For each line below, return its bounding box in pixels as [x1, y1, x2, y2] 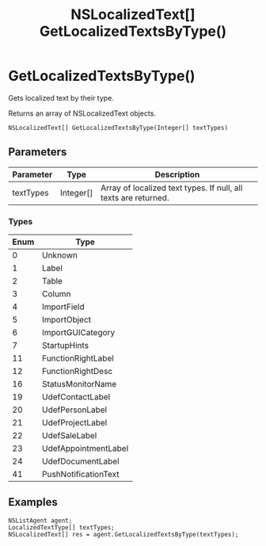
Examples [8, 495, 58, 509]
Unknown [42, 250, 78, 261]
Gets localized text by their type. [8, 93, 115, 102]
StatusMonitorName [42, 379, 117, 390]
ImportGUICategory [42, 327, 116, 338]
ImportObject [42, 315, 92, 326]
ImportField [42, 301, 85, 312]
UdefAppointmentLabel [42, 443, 129, 454]
